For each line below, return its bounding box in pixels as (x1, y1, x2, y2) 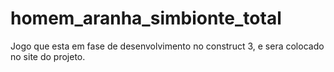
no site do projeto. (10, 50, 86, 62)
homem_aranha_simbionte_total (10, 7, 282, 30)
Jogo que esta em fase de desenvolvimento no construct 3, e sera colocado (10, 40, 325, 52)
